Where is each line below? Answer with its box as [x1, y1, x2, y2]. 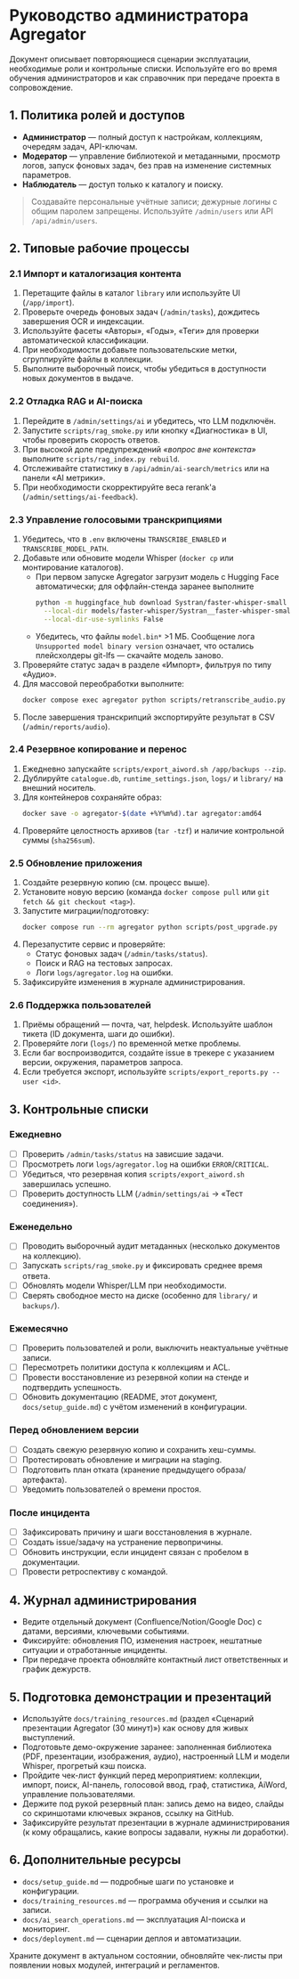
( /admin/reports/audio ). [21, 721, 111, 731]
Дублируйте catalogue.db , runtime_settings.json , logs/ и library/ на [21, 772, 284, 784]
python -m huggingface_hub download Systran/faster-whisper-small [35, 599, 287, 607]
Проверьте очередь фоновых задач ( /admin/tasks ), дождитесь [21, 306, 261, 317]
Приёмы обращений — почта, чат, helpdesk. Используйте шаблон [21, 1019, 273, 1030]
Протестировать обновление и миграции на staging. [21, 1454, 222, 1465]
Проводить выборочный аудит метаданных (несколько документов [21, 1241, 280, 1251]
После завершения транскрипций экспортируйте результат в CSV [21, 712, 276, 722]
